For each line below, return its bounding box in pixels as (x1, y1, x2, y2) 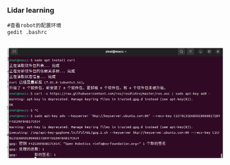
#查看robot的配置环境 (7, 22, 62, 29)
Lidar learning (7, 5, 55, 15)
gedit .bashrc (7, 29, 48, 36)
